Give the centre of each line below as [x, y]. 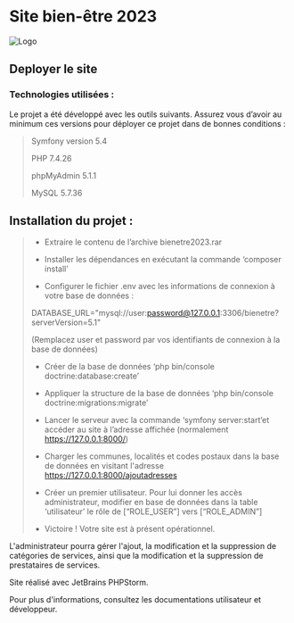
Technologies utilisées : [62, 95]
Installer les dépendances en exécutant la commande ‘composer [163, 260]
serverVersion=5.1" [65, 322]
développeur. [33, 610]
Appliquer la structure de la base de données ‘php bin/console [159, 394]
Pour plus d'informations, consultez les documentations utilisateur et [135, 600]
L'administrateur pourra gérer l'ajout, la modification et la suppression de [143, 546]
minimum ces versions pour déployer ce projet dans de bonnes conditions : [148, 123]
